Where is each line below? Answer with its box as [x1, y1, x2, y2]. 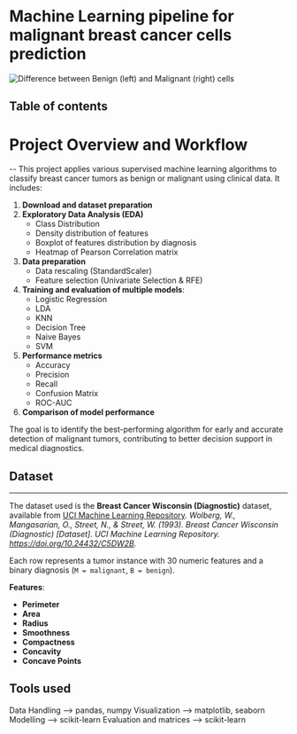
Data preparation [21, 256, 87, 267]
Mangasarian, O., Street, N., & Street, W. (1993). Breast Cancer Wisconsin [9, 519, 278, 530]
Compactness [21, 636, 75, 648]
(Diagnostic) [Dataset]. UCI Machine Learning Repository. [9, 529, 221, 540]
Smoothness [21, 628, 71, 638]
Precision [34, 370, 70, 380]
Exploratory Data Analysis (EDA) [21, 209, 144, 220]
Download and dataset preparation [21, 199, 153, 210]
